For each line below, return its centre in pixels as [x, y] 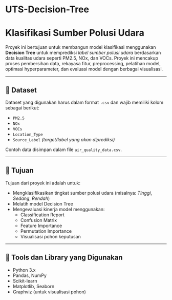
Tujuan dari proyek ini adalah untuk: [43, 183]
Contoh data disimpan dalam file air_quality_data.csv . [63, 149]
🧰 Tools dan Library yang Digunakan [64, 258]
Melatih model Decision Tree [43, 203]
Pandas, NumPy [30, 275]
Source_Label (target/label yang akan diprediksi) [64, 139]
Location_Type [28, 135]
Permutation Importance [46, 231]
